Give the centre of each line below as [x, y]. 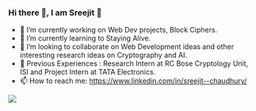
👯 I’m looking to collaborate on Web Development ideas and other [127, 47]
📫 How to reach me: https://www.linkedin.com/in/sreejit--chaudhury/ [133, 81]
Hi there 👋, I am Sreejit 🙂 [55, 13]
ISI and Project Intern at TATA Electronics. [88, 72]
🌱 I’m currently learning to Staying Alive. [85, 38]
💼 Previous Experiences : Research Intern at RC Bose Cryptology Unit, [134, 63]
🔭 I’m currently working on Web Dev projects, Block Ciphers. [118, 30]
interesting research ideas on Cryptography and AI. [103, 55]
